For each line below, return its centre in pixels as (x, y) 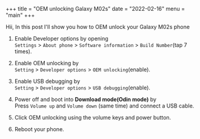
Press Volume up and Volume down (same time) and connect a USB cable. (104, 106)
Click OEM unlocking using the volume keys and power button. (93, 118)
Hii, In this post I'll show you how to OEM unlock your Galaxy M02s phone (98, 27)
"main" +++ (20, 15)
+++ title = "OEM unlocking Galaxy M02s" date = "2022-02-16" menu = (95, 9)
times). (23, 51)
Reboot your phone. (39, 129)
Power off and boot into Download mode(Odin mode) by (85, 99)
